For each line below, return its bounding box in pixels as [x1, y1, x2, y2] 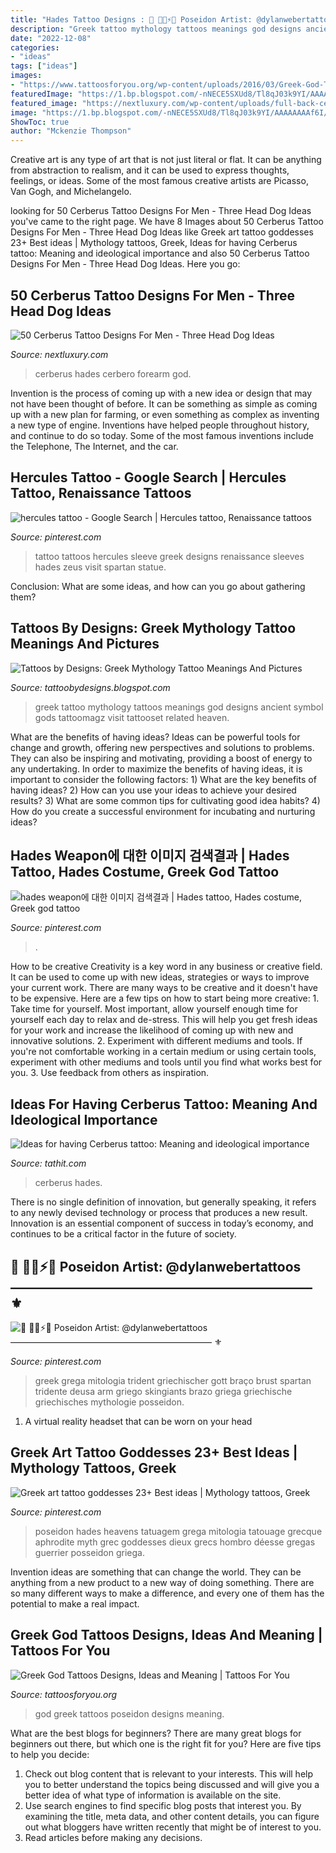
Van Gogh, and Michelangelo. [10, 186, 132, 198]
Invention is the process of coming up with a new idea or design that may [10, 387, 313, 399]
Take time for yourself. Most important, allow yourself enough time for [10, 1003, 298, 1015]
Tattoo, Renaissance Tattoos [10, 485, 192, 502]
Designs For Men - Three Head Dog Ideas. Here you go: [10, 258, 241, 270]
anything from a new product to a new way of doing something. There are [10, 1576, 315, 1588]
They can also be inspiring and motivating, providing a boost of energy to [10, 752, 313, 764]
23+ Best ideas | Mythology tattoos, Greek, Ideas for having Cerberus [10, 237, 298, 249]
